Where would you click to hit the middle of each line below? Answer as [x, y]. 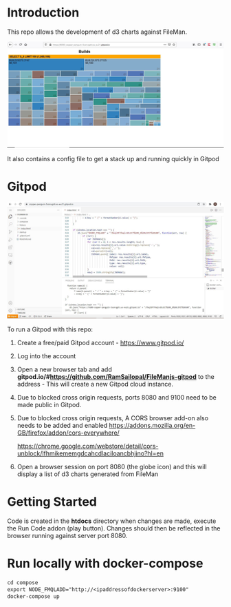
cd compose [23, 583]
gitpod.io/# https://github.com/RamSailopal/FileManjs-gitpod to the [115, 377]
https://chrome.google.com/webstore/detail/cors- [88, 446]
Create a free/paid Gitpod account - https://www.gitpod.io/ [100, 343]
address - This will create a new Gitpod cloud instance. [95, 384]
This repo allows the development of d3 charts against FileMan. [97, 32]
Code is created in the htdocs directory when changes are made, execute [112, 521]
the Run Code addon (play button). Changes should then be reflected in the [114, 528]
